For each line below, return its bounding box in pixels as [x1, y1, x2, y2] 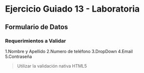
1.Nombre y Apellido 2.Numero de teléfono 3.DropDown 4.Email [5, 48, 133, 54]
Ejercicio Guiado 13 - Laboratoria [5, 3, 140, 15]
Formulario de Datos [5, 23, 68, 31]
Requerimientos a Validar [5, 37, 66, 44]
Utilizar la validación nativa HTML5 [17, 63, 87, 69]
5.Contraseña [5, 54, 32, 59]
